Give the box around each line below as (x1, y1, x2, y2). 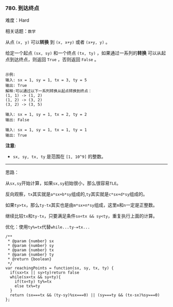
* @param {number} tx (7, 248, 54, 253)
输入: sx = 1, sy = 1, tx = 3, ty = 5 (5, 78, 87, 83)
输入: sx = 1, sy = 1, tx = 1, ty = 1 (5, 128, 87, 133)
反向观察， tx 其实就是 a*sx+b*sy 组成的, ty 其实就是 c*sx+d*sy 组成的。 (5, 191, 148, 197)
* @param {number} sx (7, 239, 54, 244)
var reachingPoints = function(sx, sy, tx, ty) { (5, 266, 114, 271)
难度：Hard (5, 17, 29, 24)
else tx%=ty (14, 284, 40, 289)
